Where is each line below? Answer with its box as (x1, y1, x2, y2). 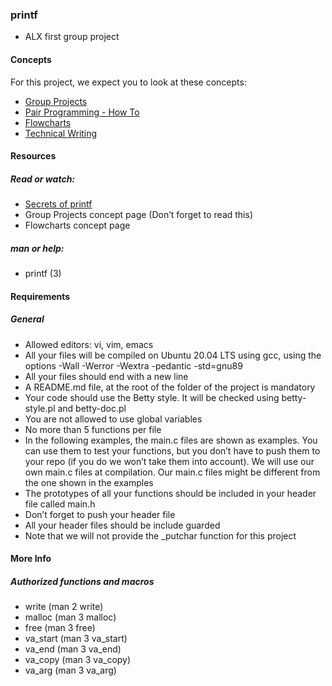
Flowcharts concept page (24, 219, 131, 232)
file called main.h (24, 498, 96, 510)
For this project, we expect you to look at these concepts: (10, 76, 247, 88)
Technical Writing (24, 127, 98, 139)
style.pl (24, 402, 56, 414)
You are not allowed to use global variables (24, 413, 203, 425)
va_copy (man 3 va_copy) (24, 654, 132, 666)
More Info (10, 553, 52, 565)
